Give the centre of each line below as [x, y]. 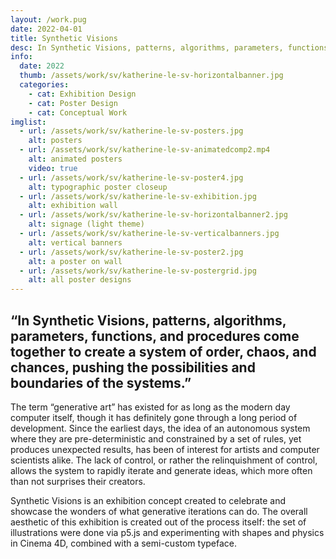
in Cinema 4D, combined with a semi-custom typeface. [124, 543]
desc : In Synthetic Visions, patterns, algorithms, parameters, [147, 47]
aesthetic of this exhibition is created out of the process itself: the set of [158, 522]
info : [21, 57]
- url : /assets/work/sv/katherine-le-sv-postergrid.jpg [138, 271]
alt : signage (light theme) [86, 224]
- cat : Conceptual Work [78, 112]
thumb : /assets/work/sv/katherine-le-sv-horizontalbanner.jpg [151, 76]
